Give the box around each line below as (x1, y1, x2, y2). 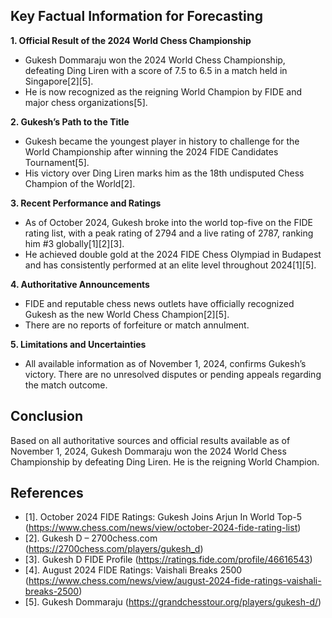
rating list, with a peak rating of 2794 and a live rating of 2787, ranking (24, 227, 314, 239)
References (10, 485, 84, 502)
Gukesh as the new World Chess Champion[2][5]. (24, 308, 230, 320)
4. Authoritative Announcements (10, 278, 150, 290)
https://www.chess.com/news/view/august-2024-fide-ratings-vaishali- (28, 575, 322, 587)
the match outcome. (24, 379, 108, 391)
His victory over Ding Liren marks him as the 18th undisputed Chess (24, 167, 305, 179)
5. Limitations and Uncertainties (10, 338, 147, 350)
